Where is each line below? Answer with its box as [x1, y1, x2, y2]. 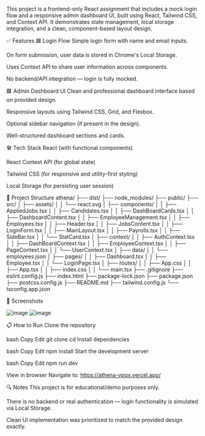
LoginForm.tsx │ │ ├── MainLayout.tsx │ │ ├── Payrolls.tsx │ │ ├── [6, 227, 181, 234]
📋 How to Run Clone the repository [6, 322, 96, 329]
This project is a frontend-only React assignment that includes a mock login [6, 6, 197, 12]
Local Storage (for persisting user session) [6, 182, 114, 189]
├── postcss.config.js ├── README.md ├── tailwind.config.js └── [6, 279, 179, 286]
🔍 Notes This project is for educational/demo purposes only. [6, 384, 160, 391]
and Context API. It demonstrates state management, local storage [6, 18, 174, 25]
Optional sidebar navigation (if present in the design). [6, 120, 141, 127]
